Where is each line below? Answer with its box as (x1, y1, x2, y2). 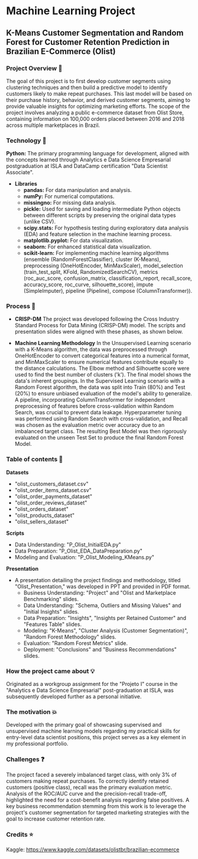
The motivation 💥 (6, 707, 57, 716)
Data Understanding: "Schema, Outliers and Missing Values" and (23, 602, 181, 609)
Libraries (14, 180, 37, 187)
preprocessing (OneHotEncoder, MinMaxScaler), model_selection (23, 262, 183, 269)
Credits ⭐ (6, 830, 34, 838)
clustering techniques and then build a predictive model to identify (6, 84, 168, 91)
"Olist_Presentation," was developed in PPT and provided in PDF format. (14, 583, 191, 590)
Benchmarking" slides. (23, 595, 79, 602)
